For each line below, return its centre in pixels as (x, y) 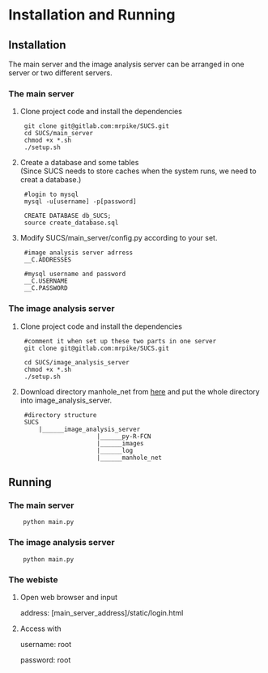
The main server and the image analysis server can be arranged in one (126, 64)
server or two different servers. (60, 73)
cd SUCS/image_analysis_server (77, 362)
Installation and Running (92, 15)
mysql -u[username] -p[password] (80, 202)
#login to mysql (51, 195)
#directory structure (60, 415)
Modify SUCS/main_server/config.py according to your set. (119, 238)
